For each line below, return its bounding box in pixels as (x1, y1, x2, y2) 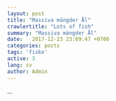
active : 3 (7, 55, 36, 62)
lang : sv (7, 62, 32, 68)
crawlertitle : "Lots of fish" (7, 23, 95, 30)
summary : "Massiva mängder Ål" (7, 29, 97, 37)
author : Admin (7, 68, 48, 75)
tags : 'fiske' (7, 49, 48, 56)
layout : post (7, 10, 45, 17)
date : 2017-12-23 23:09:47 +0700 (7, 36, 110, 43)
